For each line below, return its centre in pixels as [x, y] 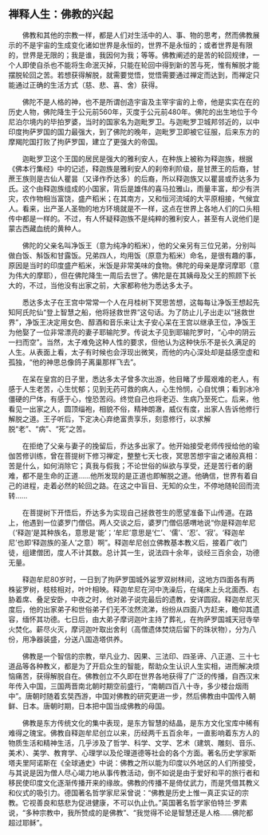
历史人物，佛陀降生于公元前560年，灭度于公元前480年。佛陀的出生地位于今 [133, 112]
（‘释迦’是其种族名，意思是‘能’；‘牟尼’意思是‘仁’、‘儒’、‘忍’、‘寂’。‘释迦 [123, 532]
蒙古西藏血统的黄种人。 [47, 228]
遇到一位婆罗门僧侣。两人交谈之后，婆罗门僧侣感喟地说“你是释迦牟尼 [143, 522]
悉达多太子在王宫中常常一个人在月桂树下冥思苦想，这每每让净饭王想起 [137, 302]
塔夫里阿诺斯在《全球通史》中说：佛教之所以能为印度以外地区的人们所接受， [134, 762]
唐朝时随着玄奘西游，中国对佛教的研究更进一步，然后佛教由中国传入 [137, 695]
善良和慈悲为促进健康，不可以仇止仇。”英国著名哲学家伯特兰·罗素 [142, 802]
